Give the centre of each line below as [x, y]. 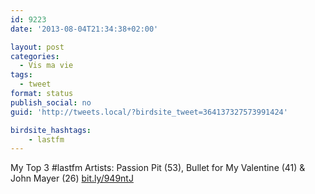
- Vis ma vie [46, 66]
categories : [35, 56]
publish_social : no [51, 102]
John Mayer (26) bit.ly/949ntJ [72, 178]
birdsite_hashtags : [51, 130]
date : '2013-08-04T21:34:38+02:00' [84, 29]
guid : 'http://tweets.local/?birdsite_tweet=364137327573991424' [149, 112]
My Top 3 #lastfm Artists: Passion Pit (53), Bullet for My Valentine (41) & [158, 168]
